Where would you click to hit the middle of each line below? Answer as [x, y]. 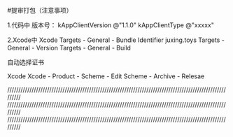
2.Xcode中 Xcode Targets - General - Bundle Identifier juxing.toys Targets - [116, 40]
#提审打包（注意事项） [40, 10]
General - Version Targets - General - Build [69, 48]
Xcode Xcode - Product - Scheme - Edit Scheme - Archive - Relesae [106, 76]
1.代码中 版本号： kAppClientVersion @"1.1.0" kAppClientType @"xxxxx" [111, 25]
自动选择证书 [26, 62]
